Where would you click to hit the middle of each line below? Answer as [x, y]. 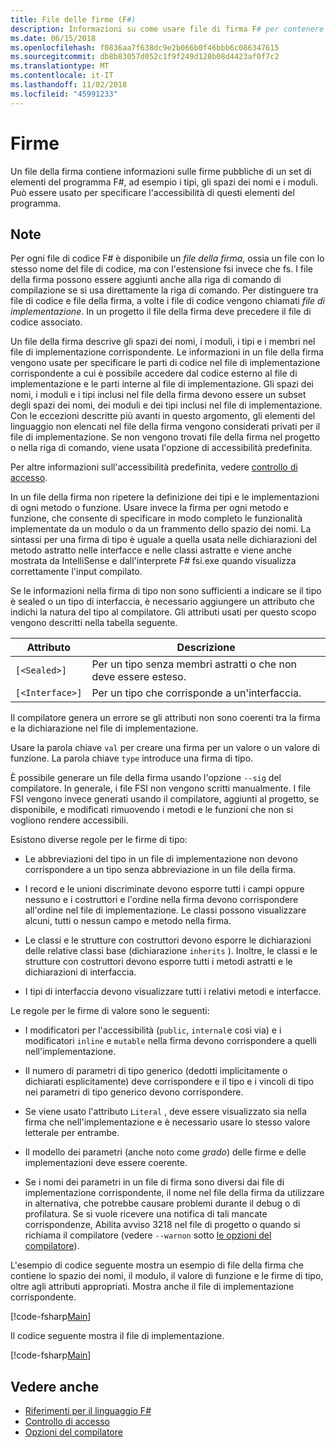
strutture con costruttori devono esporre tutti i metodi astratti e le [158, 962]
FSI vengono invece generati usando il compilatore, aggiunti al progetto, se [165, 799]
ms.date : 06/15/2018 [53, 38]
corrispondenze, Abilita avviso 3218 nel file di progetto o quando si [162, 1225]
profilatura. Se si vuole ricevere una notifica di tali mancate [146, 1214]
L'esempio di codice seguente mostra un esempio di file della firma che [157, 1265]
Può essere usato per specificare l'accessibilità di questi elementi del [152, 192]
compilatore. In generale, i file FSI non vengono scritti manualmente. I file [161, 788]
